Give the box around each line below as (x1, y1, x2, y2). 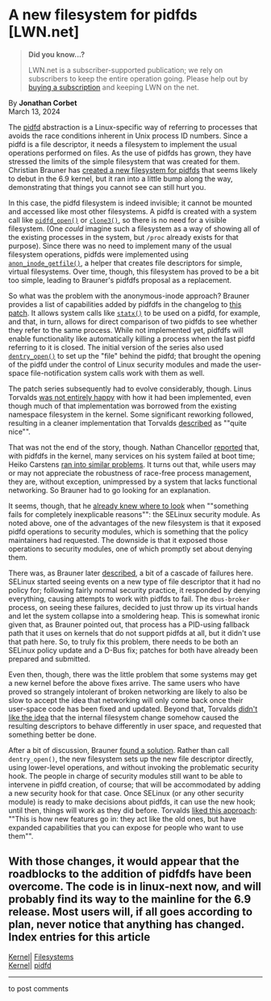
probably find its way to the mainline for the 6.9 (8, 893, 252, 906)
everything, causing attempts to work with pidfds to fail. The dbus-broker (8, 594, 250, 604)
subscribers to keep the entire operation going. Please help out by (27, 74, 248, 83)
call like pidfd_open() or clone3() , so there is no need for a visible (8, 215, 227, 225)
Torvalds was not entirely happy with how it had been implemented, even (8, 392, 252, 402)
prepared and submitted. (8, 654, 91, 663)
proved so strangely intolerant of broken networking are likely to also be (8, 687, 248, 696)
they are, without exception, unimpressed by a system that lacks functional (8, 477, 257, 486)
